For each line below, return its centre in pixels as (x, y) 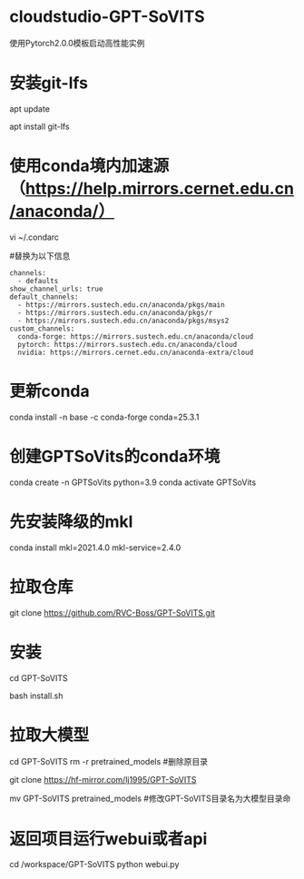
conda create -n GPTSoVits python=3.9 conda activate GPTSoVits (133, 482)
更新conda (49, 391)
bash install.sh (36, 696)
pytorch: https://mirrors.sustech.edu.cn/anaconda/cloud (127, 344)
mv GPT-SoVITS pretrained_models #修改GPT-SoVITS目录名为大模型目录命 (150, 799)
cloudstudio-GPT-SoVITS (108, 17)
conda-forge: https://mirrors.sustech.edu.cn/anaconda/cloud (136, 336)
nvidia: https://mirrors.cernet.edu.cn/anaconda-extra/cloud (136, 352)
